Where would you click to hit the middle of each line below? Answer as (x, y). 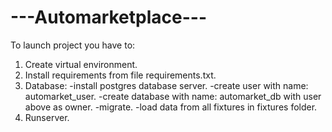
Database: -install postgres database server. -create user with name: (166, 85)
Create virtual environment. (81, 64)
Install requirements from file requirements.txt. (120, 75)
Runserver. (47, 117)
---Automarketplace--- (108, 17)
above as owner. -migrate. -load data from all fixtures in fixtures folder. (171, 107)
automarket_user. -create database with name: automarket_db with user (173, 96)
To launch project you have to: (73, 45)
